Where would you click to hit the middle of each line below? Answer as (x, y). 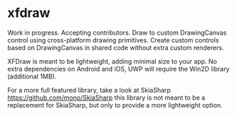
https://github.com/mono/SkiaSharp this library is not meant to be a (106, 98)
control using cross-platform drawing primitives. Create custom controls (113, 40)
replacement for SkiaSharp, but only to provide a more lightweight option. (115, 105)
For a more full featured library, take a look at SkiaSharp (89, 90)
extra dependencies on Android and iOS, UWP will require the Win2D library (118, 69)
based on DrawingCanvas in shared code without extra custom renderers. (116, 47)
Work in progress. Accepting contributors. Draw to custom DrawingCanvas (117, 33)
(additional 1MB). (32, 76)
